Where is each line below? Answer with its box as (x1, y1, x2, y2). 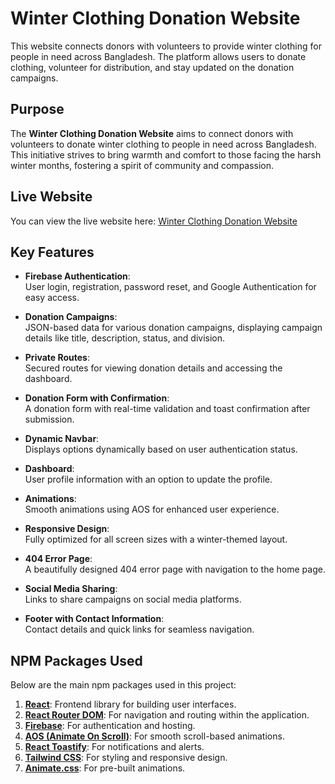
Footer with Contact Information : (24, 613, 165, 625)
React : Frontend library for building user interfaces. (24, 698, 237, 711)
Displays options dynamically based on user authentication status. (24, 443, 298, 456)
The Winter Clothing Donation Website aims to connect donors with (10, 127, 294, 139)
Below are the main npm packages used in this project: (10, 679, 237, 691)
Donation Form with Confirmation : (24, 392, 170, 404)
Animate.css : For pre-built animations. (24, 762, 186, 774)
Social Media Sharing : (24, 583, 118, 595)
